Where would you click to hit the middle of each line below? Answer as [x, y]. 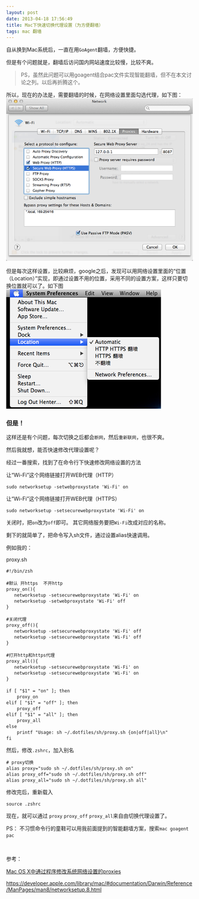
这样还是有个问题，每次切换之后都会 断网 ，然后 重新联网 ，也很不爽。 [87, 437]
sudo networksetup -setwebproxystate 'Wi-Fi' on [67, 487]
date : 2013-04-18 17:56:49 [39, 19]
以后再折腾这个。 [62, 82]
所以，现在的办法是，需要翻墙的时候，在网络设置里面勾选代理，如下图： [94, 95]
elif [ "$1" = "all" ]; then [42, 715]
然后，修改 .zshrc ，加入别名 [40, 750]
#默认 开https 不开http [35, 584]
